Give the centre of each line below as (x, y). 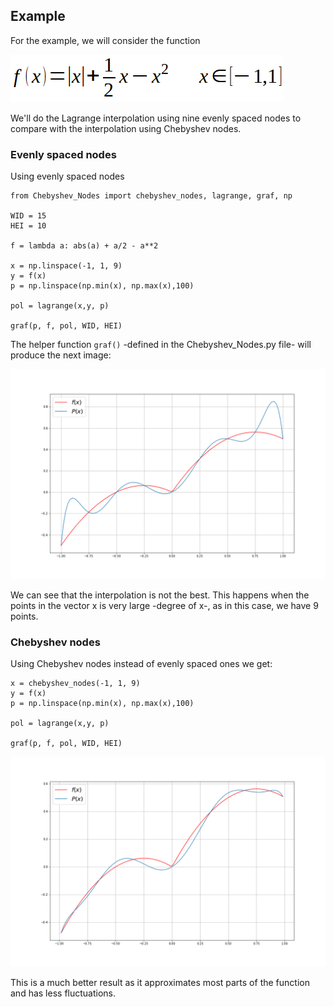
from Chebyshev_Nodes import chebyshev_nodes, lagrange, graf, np (151, 196)
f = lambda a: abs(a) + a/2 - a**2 (84, 246)
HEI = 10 (28, 226)
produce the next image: (61, 355)
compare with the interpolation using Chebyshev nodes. (126, 128)
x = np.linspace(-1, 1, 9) (66, 266)
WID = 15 (28, 216)
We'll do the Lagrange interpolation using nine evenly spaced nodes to (156, 118)
